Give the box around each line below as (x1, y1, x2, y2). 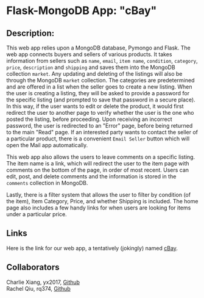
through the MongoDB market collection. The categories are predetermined (6, 77, 195, 84)
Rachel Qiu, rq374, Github (6, 285, 71, 292)
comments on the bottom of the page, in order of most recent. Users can (6, 166, 189, 173)
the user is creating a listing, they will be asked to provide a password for (6, 90, 190, 96)
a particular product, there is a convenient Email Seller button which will (6, 135, 190, 142)
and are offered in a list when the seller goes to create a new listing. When (6, 83, 193, 90)
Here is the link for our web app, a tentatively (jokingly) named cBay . (6, 244, 178, 252)
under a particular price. (6, 211, 67, 217)
